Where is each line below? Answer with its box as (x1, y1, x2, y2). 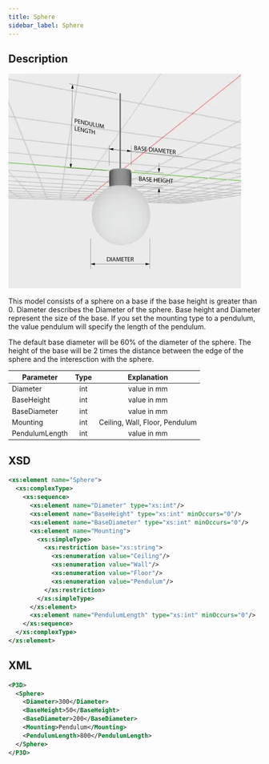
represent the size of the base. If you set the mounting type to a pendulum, (8, 313, 256, 324)
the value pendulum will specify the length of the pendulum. (8, 322, 207, 332)
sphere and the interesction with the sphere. (8, 355, 155, 364)
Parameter (22, 372, 58, 382)
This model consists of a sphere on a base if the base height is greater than (8, 296, 258, 306)
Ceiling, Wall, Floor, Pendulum (98, 417, 198, 427)
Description (8, 52, 68, 66)
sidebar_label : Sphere (8, 21, 84, 30)
